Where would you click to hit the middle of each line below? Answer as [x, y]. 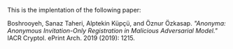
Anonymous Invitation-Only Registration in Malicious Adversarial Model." [113, 31]
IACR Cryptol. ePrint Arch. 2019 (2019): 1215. [71, 38]
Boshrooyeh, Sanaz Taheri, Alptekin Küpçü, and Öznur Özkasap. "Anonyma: [116, 23]
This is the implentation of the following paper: [74, 10]
